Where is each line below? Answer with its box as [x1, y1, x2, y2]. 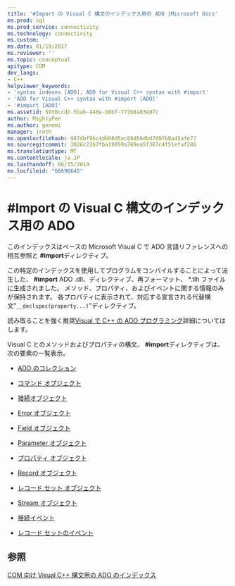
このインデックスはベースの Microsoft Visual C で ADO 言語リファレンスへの [7, 242, 229, 251]
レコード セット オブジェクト [17, 483, 102, 492]
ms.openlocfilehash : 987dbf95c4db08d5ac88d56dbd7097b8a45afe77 [7, 135, 197, 142]
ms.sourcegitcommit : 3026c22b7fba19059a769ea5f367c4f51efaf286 [7, 142, 197, 149]
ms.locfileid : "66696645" [7, 167, 83, 175]
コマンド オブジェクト [17, 378, 82, 387]
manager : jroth [7, 128, 52, 135]
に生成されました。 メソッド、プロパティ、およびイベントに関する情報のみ [7, 283, 224, 292]
